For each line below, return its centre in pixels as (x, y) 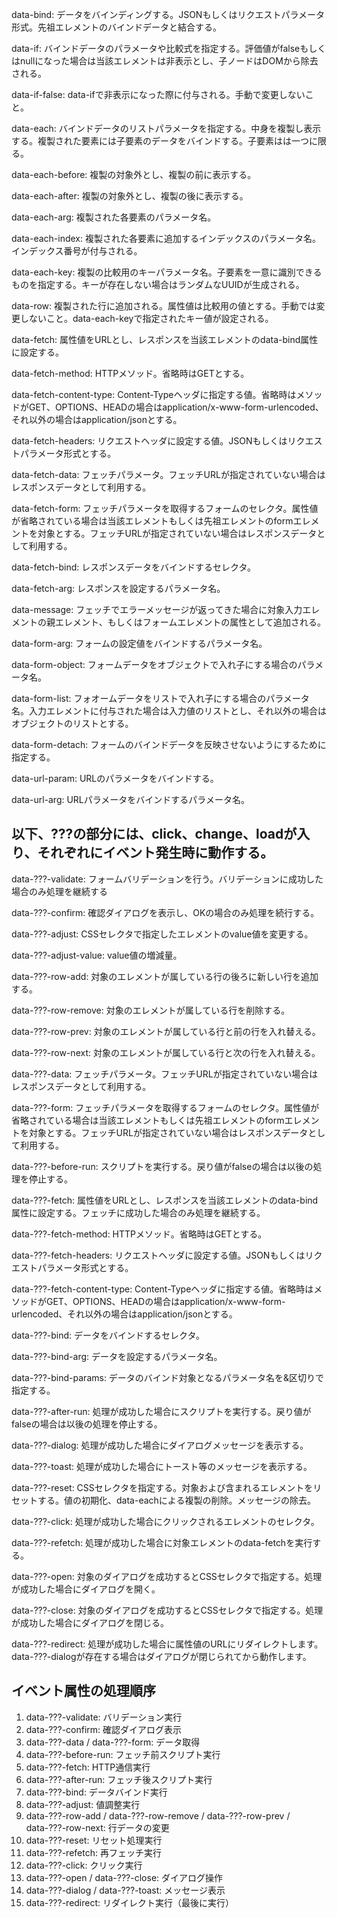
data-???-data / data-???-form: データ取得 (113, 1742)
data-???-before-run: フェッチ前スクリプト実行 (123, 1754)
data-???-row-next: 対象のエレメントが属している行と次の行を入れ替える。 (166, 1052)
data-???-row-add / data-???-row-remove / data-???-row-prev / (158, 1815)
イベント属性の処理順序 (83, 1691)
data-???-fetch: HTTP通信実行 (88, 1767)
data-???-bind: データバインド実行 (96, 1792)
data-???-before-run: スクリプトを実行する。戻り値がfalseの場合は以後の (162, 1166)
